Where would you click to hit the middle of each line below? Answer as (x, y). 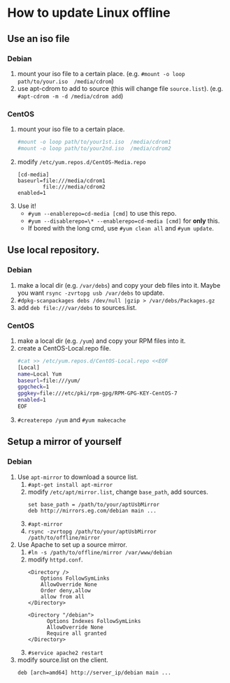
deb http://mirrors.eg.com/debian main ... (92, 511)
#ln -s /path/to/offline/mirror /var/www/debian (100, 552)
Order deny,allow (66, 590)
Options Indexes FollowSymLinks (94, 621)
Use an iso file (38, 39)
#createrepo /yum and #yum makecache (72, 420)
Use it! (27, 206)
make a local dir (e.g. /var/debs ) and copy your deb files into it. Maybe (119, 285)
